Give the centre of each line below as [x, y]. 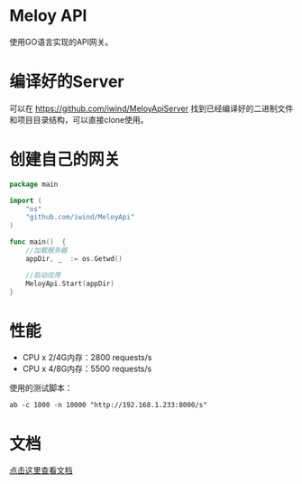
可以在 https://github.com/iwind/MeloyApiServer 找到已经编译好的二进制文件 [151, 108]
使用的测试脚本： [41, 388]
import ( [26, 200]
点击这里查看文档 [41, 470]
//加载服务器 [46, 251]
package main [34, 184]
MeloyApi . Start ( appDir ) [70, 284]
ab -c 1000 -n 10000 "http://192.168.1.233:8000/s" [108, 405]
